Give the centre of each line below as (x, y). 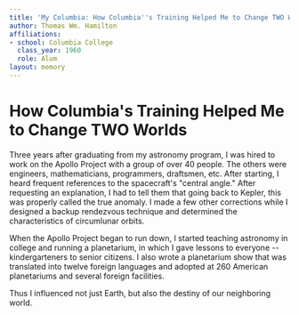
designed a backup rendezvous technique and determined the (123, 211)
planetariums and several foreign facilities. (87, 276)
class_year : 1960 (49, 51)
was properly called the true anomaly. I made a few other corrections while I (149, 202)
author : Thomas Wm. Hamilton (63, 26)
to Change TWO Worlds (98, 130)
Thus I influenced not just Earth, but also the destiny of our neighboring (140, 293)
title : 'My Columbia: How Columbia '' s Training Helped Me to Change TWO (147, 17)
